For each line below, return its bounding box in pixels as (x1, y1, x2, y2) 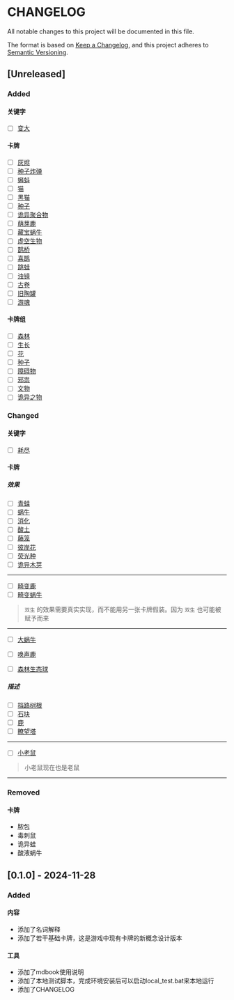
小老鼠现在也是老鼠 (24, 763, 80, 772)
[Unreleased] (7, 68, 66, 80)
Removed (7, 788, 40, 797)
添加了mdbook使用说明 (17, 968, 84, 976)
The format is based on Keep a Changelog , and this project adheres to (7, 40, 209, 49)
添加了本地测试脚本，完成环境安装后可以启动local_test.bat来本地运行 (17, 976, 214, 985)
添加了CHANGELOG (17, 985, 75, 994)
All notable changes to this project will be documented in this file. (7, 27, 195, 36)
